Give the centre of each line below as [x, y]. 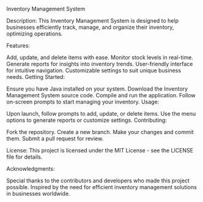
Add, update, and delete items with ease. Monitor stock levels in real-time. [100, 57]
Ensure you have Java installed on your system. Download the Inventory [97, 89]
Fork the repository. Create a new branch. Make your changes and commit [100, 132]
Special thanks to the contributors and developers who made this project [98, 181]
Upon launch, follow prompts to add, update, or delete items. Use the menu [101, 114]
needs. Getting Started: [36, 77]
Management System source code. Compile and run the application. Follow [101, 95]
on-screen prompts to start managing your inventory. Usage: [83, 102]
